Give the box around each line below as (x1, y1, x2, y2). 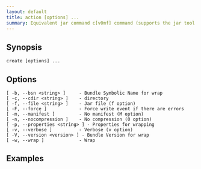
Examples (6, 153, 44, 164)
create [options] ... (6, 58, 61, 64)
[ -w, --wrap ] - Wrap (6, 137, 96, 143)
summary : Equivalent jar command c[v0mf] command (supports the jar (6, 20, 182, 26)
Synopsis (6, 42, 42, 52)
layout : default (6, 8, 47, 15)
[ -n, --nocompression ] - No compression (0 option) (6, 116, 152, 122)
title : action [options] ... (6, 14, 79, 20)
